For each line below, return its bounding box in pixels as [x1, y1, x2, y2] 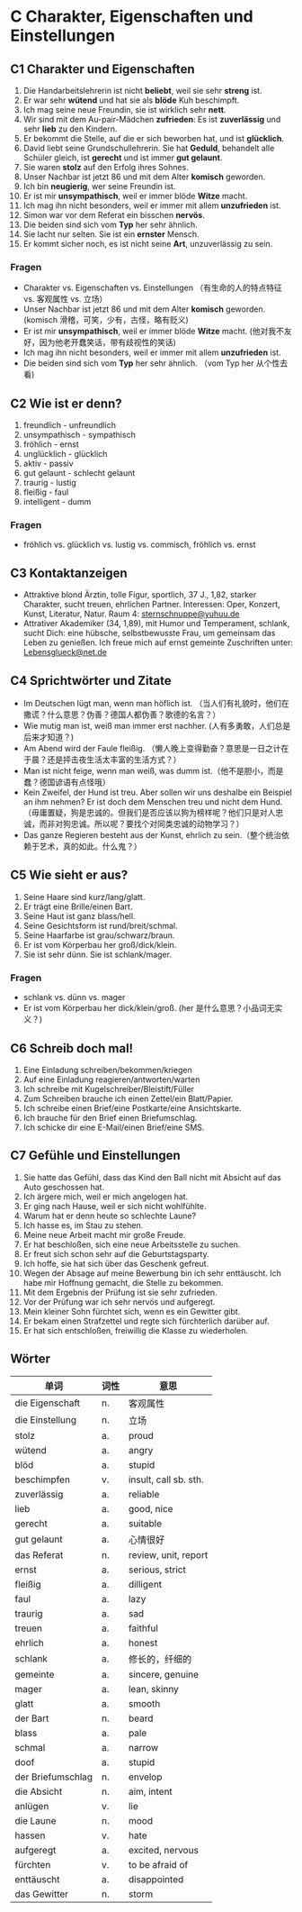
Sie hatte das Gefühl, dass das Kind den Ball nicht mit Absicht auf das [22, 1171, 281, 1182]
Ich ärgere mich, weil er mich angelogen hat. [22, 1191, 189, 1202]
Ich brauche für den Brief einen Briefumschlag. [22, 1112, 198, 1123]
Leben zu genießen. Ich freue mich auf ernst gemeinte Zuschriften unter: [22, 637, 293, 648]
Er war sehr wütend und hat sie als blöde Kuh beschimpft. [22, 95, 240, 105]
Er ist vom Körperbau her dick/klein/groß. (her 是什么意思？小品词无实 [22, 1003, 283, 1014]
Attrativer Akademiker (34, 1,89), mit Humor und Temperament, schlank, [22, 618, 290, 629]
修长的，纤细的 [128, 1653, 192, 1665]
